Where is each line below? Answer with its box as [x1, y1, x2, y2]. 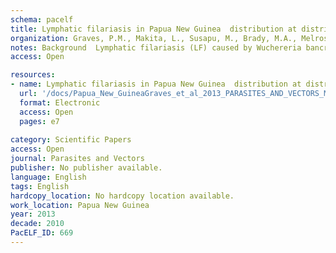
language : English [10, 172, 87, 182]
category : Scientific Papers [10, 135, 132, 145]
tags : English [10, 181, 70, 191]
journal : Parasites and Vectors [10, 154, 145, 164]
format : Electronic [19, 97, 101, 108]
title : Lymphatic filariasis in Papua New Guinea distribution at [10, 24, 298, 34]
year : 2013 [10, 209, 56, 220]
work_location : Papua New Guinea [10, 200, 150, 210]
